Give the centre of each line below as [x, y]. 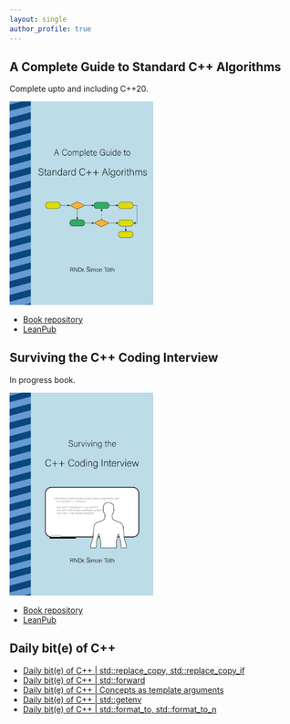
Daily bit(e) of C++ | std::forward [84, 680]
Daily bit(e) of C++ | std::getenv [82, 699]
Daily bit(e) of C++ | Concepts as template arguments [123, 689]
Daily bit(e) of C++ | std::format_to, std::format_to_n [119, 709]
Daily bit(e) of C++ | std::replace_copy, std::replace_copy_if [134, 670]
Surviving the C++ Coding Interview [114, 358]
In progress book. [42, 379]
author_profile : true [51, 29]
